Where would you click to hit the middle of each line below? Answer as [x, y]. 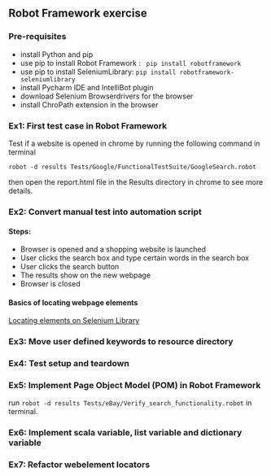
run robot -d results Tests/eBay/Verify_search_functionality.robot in [130, 403]
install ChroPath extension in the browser [89, 104]
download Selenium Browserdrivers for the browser [107, 96]
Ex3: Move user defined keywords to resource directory [121, 342]
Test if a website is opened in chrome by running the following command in [134, 143]
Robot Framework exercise [78, 13]
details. [21, 190]
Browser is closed [50, 284]
